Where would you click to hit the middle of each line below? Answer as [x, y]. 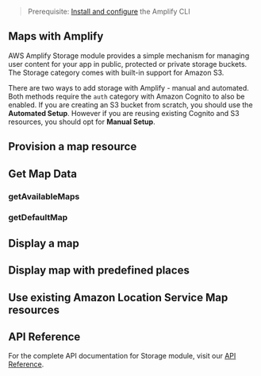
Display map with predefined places [99, 271]
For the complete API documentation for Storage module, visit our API [122, 356]
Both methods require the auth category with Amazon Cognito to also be [127, 96]
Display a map [44, 243]
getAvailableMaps [44, 196]
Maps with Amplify [56, 36]
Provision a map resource [73, 147]
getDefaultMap [38, 218]
